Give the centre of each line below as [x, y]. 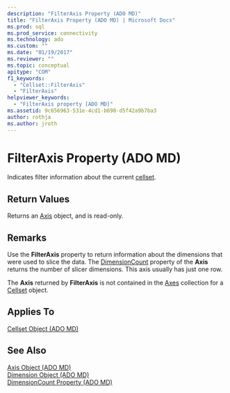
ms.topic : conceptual [39, 65]
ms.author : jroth [32, 123]
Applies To [31, 312]
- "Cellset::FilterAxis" [49, 85]
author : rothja [29, 117]
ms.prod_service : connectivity [52, 33]
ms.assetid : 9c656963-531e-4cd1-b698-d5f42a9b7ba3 [82, 111]
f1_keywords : [26, 78]
